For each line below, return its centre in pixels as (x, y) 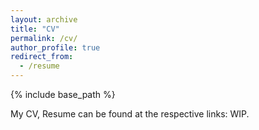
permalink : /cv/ (44, 38)
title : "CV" (35, 29)
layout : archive (44, 19)
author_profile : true (55, 47)
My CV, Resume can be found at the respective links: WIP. (130, 114)
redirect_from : (42, 57)
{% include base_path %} (63, 94)
